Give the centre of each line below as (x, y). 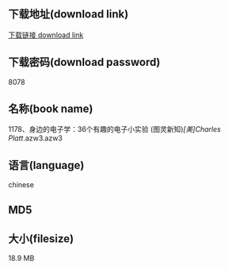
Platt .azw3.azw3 (36, 138)
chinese (21, 185)
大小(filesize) (41, 239)
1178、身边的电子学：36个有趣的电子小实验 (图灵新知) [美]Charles (114, 129)
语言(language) (46, 165)
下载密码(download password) (84, 62)
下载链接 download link (46, 35)
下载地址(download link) (69, 14)
